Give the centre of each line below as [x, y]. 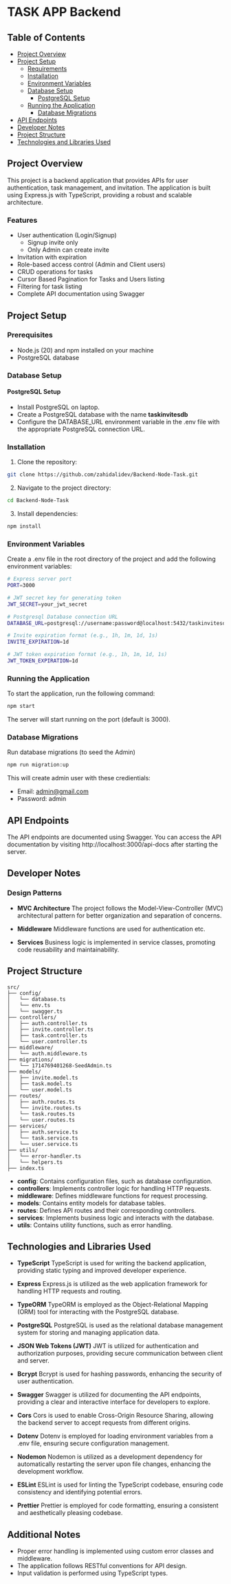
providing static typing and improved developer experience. [102, 1271]
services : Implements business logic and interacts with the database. [115, 1218]
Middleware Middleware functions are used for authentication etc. [111, 929]
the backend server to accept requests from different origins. [104, 1423]
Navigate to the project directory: [64, 488]
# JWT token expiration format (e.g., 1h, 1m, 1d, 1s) [87, 655]
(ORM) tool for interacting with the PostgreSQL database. [98, 1312]
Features [22, 220]
